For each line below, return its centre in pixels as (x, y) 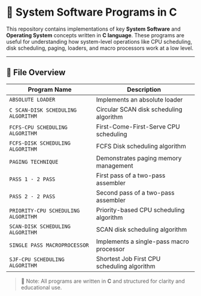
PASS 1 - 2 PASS (32, 179)
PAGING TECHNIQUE (34, 162)
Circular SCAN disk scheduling (139, 109)
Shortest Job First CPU (128, 259)
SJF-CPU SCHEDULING (37, 259)
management (115, 166)
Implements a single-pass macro (143, 241)
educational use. (41, 287)
